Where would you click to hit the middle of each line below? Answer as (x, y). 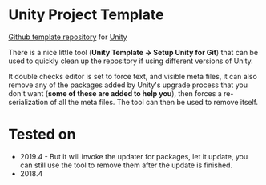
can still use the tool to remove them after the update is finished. (126, 165)
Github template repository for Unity (68, 37)
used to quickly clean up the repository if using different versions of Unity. (131, 61)
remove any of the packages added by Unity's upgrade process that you (128, 85)
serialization (28, 102)
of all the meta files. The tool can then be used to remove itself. (154, 102)
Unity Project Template (86, 15)
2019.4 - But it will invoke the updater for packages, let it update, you (134, 156)
